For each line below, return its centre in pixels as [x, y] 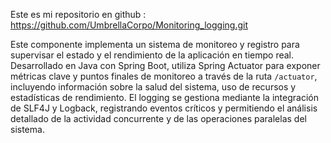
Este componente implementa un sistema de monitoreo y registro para [155, 44]
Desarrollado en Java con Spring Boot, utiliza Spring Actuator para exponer [165, 65]
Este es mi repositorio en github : [78, 14]
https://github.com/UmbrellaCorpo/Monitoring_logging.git [129, 25]
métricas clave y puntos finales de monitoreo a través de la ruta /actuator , [164, 76]
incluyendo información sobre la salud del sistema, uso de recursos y [153, 87]
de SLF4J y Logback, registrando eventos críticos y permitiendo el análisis [164, 108]
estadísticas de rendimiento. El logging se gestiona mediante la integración [164, 97]
